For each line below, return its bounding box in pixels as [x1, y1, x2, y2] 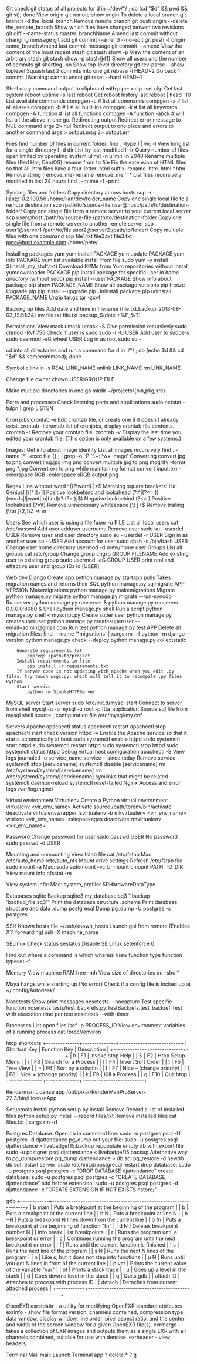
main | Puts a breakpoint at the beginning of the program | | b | [37, 1204, 189, 1211]
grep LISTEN [22, 405, 54, 412]
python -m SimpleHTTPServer [27, 689, 96, 695]
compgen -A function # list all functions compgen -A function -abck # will [6, 110, 184, 117]
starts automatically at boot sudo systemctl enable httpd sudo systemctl [6, 735, 181, 743]
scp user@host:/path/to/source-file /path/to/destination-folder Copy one [6, 214, 182, 221]
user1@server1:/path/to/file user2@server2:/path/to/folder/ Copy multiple [6, 226, 184, 233]
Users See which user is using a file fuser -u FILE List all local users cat [6, 519, 179, 526]
